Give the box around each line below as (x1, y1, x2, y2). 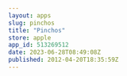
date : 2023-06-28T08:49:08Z (8, 48, 102, 56)
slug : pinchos (8, 19, 56, 27)
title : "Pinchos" (8, 26, 66, 34)
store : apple (8, 33, 52, 42)
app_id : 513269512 (8, 41, 69, 49)
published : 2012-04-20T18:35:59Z (8, 56, 119, 64)
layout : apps (8, 11, 52, 20)
